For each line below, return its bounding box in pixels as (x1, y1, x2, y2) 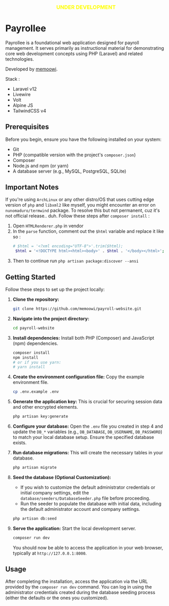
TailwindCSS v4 (12, 107, 47, 114)
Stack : (5, 76, 20, 82)
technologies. (5, 56, 34, 62)
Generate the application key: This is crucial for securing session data (12, 398, 162, 405)
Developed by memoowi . (5, 66, 58, 72)
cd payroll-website (12, 325, 55, 330)
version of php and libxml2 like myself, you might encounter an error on (5, 202, 156, 208)
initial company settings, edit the (20, 489, 89, 495)
